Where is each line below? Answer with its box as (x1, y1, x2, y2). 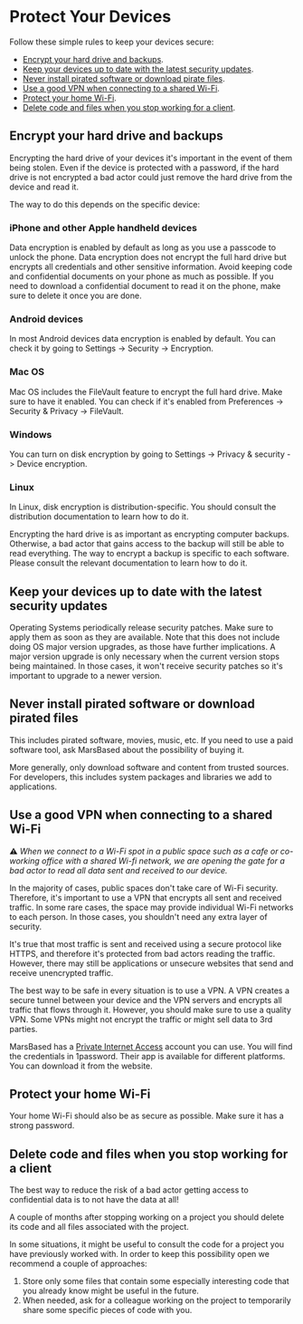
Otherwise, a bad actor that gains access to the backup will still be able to (9, 538, 285, 549)
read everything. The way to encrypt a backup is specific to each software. (9, 548, 289, 559)
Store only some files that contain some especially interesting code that (22, 1276, 289, 1287)
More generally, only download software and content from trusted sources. (9, 761, 289, 772)
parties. (9, 1023, 38, 1034)
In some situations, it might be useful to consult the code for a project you (9, 1239, 285, 1250)
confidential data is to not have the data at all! (9, 1194, 179, 1205)
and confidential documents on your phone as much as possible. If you (9, 271, 274, 282)
